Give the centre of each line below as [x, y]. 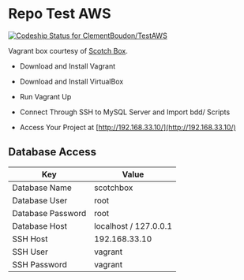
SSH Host [30, 239]
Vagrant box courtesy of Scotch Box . [68, 50]
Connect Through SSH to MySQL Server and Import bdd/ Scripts [125, 112]
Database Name [42, 188]
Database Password [49, 213]
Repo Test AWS [60, 14]
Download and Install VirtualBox [71, 81]
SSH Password [39, 264]
